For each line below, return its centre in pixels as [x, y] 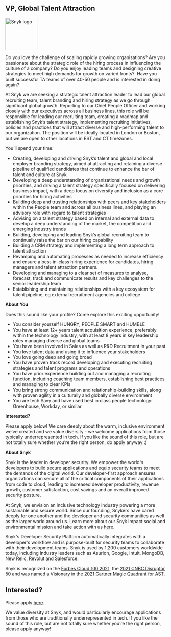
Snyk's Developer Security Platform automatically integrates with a [75, 536]
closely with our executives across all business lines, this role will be [77, 111]
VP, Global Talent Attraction [50, 8]
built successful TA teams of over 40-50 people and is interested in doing [83, 79]
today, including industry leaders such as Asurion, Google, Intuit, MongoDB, [85, 553]
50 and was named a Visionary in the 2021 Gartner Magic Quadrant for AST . [85, 574]
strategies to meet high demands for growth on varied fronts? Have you [81, 73]
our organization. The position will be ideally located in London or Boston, [83, 132]
